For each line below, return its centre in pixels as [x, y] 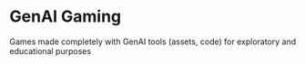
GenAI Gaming [66, 17]
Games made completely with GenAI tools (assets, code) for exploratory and [153, 41]
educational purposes [51, 50]
